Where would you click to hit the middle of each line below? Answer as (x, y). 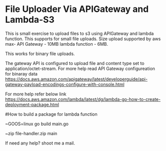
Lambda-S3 (30, 20)
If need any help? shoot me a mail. (40, 143)
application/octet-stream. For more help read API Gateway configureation (80, 69)
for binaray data (22, 74)
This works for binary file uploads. (40, 54)
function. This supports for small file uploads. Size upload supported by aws (83, 39)
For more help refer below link (36, 94)
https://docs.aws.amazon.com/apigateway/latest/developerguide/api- (76, 79)
